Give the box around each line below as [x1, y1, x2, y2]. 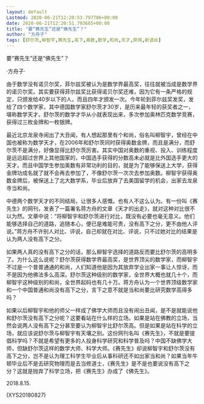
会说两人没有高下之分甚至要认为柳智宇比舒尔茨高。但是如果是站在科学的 [11, 322, 192, 329]
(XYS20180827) [6, 391, 46, 399]
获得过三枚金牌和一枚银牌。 [6, 118, 76, 125]
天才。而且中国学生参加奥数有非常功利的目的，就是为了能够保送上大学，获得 [6, 162, 198, 169]
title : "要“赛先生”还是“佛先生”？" [6, 26, 87, 32]
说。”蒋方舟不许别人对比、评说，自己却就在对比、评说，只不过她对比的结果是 [6, 228, 198, 235]
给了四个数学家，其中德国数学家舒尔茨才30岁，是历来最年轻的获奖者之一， [6, 103, 194, 110]
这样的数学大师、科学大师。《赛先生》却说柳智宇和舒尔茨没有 [43, 344, 195, 352]
